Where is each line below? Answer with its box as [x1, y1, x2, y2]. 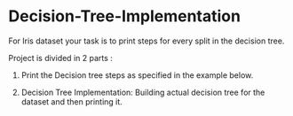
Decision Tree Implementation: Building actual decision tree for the [20, 87, 265, 97]
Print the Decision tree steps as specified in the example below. [20, 69, 254, 81]
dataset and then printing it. [20, 96, 123, 107]
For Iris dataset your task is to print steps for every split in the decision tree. [8, 35, 285, 46]
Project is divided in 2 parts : [8, 52, 113, 63]
